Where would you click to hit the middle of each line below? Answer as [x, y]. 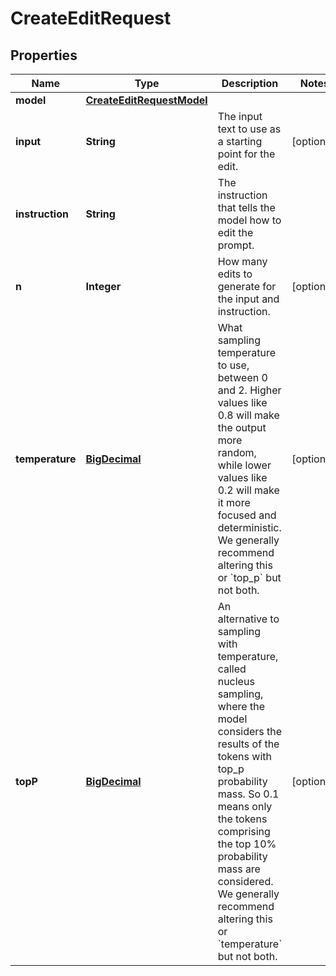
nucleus [236, 681]
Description [250, 83]
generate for [247, 286]
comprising [244, 831]
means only [245, 806]
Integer [103, 286]
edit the [235, 232]
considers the [250, 731]
